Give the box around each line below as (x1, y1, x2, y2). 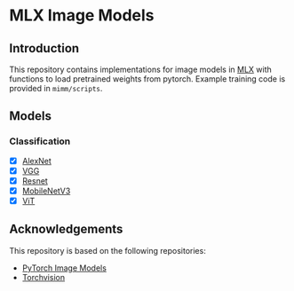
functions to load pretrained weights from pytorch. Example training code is (9, 74, 286, 84)
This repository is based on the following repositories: (9, 245, 206, 256)
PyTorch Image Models (21, 263, 107, 273)
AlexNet (21, 155, 52, 166)
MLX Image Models (9, 5, 155, 26)
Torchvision (21, 271, 65, 282)
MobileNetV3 (21, 185, 71, 196)
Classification (9, 135, 71, 147)
